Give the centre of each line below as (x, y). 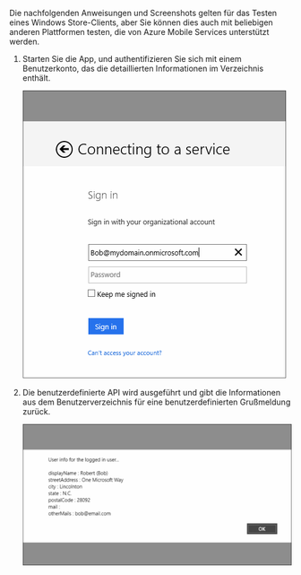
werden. (25, 41)
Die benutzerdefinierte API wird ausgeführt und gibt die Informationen (151, 392)
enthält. (36, 78)
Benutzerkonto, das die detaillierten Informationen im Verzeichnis (143, 68)
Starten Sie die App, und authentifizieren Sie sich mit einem (132, 59)
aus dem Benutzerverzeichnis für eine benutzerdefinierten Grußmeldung (156, 402)
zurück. (36, 411)
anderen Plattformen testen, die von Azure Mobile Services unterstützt (139, 32)
